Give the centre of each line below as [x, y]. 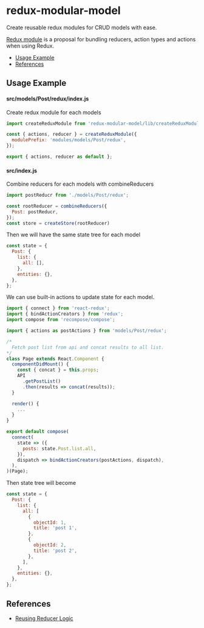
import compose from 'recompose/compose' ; [61, 320]
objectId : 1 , [50, 522]
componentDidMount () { [40, 364]
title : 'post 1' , [55, 528]
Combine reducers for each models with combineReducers [80, 184]
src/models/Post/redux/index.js [48, 99]
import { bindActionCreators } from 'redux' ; [65, 314]
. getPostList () [42, 381]
